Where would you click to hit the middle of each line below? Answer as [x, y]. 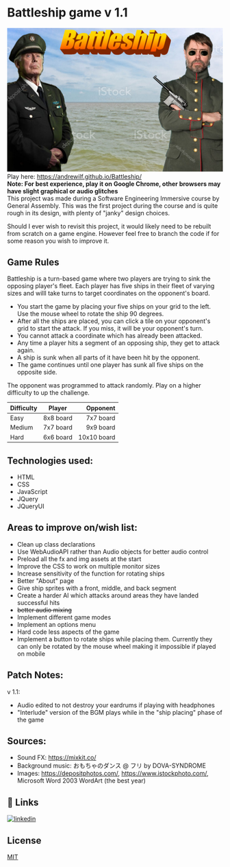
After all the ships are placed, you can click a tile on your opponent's [114, 321]
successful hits [38, 602]
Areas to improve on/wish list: [73, 528]
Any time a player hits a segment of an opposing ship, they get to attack [118, 343]
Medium [22, 427]
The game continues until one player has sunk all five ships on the [110, 365]
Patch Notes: [35, 675]
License [24, 841]
